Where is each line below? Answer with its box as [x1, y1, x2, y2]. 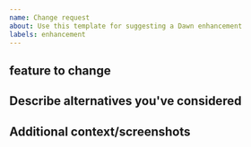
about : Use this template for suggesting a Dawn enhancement [9, 22, 243, 30]
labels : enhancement [9, 30, 87, 39]
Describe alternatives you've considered [9, 93, 242, 108]
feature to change [9, 63, 111, 78]
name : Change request [9, 13, 91, 22]
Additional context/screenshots [9, 124, 191, 139]
